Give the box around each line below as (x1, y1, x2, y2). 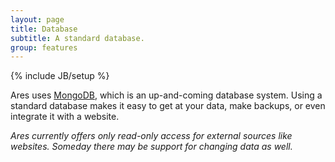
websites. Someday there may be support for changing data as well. (10, 141, 293, 153)
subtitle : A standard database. (10, 33, 145, 43)
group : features (10, 42, 78, 53)
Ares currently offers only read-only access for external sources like (10, 130, 293, 142)
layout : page (10, 14, 65, 25)
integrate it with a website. (10, 111, 120, 123)
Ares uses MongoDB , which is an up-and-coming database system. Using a (10, 89, 323, 101)
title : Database (10, 24, 78, 34)
